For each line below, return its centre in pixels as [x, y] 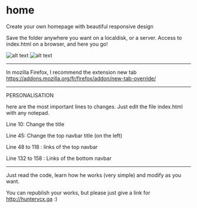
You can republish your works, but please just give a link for [78, 192]
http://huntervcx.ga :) [32, 199]
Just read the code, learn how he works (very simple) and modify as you [94, 175]
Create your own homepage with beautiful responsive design [80, 26]
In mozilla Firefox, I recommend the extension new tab [71, 72]
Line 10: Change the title [35, 124]
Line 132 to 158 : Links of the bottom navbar [59, 158]
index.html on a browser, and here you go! [57, 44]
